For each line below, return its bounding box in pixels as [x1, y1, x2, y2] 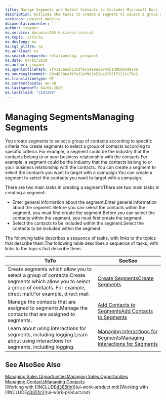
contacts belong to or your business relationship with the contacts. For [5, 154, 148, 160]
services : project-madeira [5, 16, 61, 21]
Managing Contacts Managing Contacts [5, 379, 85, 385]
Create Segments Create [97, 275, 154, 282]
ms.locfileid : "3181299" [5, 90, 56, 95]
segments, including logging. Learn [7, 331, 88, 338]
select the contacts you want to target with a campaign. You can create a [5, 170, 153, 176]
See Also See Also [5, 360, 61, 369]
